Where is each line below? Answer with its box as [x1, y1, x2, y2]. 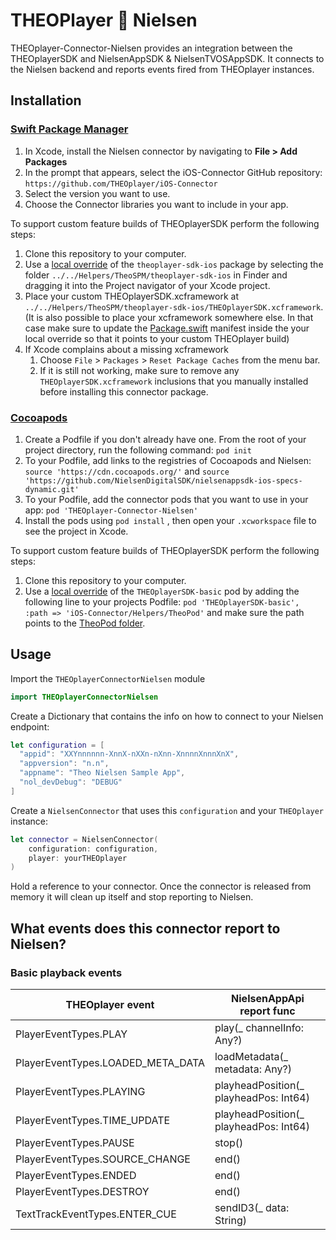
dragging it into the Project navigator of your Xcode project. [24, 279, 271, 291]
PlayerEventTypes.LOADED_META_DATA [15, 1056, 205, 1070]
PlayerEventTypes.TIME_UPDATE [15, 1114, 171, 1128]
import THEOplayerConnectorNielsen [10, 692, 159, 702]
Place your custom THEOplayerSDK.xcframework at [24, 290, 239, 302]
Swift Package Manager [10, 122, 129, 136]
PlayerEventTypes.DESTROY [15, 1185, 150, 1199]
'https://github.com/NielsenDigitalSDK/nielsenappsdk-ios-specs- [24, 475, 303, 486]
